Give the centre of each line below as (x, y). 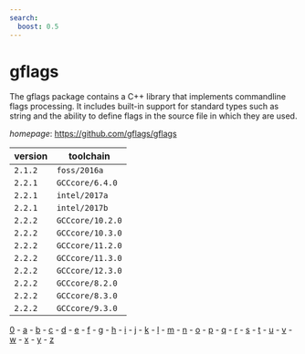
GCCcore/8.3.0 (87, 296)
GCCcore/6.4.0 (87, 183)
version (31, 156)
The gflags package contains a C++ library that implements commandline (147, 97)
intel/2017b (82, 208)
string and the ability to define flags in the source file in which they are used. (153, 116)
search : (24, 18)
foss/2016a (80, 171)
